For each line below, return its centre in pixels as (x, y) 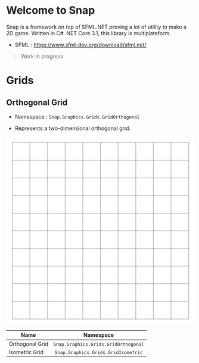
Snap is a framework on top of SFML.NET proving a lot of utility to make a (96, 27)
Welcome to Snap (51, 10)
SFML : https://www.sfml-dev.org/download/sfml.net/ (81, 45)
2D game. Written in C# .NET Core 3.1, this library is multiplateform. (88, 33)
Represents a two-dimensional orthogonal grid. (73, 128)
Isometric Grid (26, 352)
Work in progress (42, 56)
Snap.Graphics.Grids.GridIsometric (99, 352)
